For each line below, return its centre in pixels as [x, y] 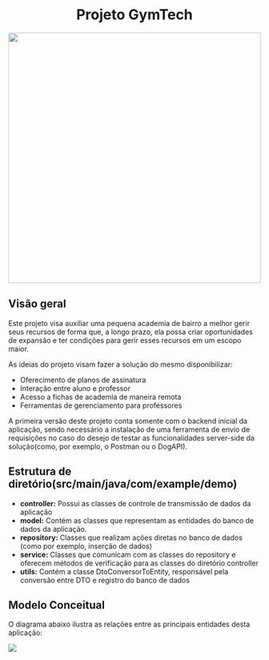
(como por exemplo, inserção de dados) [86, 545]
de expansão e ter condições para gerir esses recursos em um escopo [125, 340]
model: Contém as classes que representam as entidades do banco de [137, 520]
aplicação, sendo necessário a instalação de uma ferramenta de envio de [129, 429]
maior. [19, 348]
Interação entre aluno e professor [75, 388]
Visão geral [37, 304]
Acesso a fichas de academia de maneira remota [100, 396]
